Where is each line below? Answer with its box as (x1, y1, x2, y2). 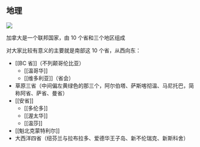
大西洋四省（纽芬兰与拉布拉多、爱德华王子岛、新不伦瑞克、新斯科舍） (14, 134, 189, 142)
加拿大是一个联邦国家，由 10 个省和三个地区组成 (6, 34, 126, 41)
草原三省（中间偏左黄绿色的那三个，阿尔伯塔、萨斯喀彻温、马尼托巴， (14, 82, 189, 89)
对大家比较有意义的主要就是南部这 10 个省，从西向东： (6, 47, 141, 54)
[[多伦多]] (23, 104, 48, 112)
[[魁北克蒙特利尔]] (14, 127, 60, 134)
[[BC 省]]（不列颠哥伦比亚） (14, 59, 85, 67)
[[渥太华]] (23, 112, 48, 119)
